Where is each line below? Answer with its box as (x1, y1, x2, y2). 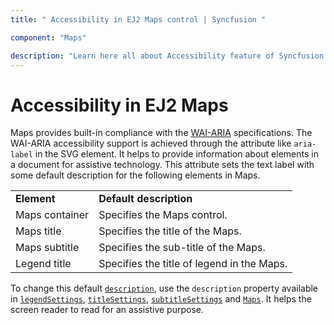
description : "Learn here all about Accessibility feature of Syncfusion (10, 51, 325, 61)
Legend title (15, 257, 72, 271)
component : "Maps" (10, 32, 87, 43)
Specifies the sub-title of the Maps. (98, 241, 266, 255)
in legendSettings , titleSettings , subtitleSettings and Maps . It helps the (10, 293, 312, 305)
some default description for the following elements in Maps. (10, 169, 261, 181)
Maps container (15, 208, 90, 222)
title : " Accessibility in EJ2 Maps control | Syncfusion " (10, 14, 267, 25)
